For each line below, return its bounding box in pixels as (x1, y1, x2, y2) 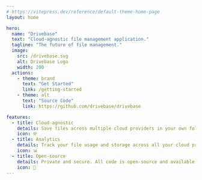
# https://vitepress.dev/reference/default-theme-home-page (6, 8, 161, 15)
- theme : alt (17, 92, 50, 98)
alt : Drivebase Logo (17, 58, 69, 65)
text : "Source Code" (22, 98, 74, 104)
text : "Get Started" (22, 81, 74, 87)
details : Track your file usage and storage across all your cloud (17, 142, 189, 148)
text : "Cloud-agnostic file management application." (11, 37, 149, 43)
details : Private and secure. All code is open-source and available (17, 158, 195, 165)
